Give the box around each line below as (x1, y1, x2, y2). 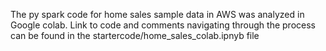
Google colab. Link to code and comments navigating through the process (10, 19, 316, 31)
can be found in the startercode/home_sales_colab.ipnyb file (10, 30, 260, 41)
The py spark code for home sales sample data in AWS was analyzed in (10, 9, 305, 20)
